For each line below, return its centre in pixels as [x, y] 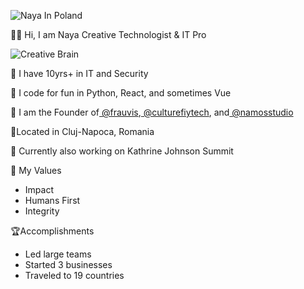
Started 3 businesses [68, 264]
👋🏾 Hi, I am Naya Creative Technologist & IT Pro [108, 34]
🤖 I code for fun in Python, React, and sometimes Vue [121, 93]
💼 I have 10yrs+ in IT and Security [79, 73]
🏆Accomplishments [52, 231]
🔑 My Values [36, 170]
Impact [39, 189]
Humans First [52, 200]
